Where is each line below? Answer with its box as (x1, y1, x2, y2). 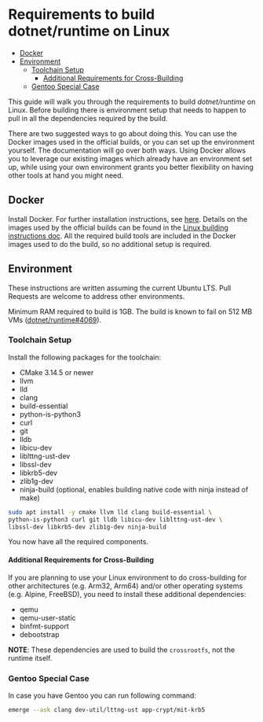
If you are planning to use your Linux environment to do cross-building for (8, 573, 247, 582)
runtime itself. (8, 653, 53, 662)
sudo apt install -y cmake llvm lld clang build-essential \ (8, 508, 213, 516)
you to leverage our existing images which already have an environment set (8, 153, 253, 163)
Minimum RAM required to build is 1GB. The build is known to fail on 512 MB (8, 307, 253, 316)
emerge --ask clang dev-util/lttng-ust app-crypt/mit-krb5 (8, 705, 206, 713)
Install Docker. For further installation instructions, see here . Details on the (8, 214, 248, 223)
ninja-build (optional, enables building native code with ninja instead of (19, 484, 249, 494)
